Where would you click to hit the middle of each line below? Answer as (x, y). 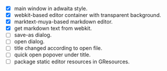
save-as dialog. (33, 35)
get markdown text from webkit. (53, 28)
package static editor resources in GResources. (72, 62)
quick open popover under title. (52, 55)
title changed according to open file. (58, 48)
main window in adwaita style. (51, 9)
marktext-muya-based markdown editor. (63, 22)
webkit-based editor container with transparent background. (88, 15)
